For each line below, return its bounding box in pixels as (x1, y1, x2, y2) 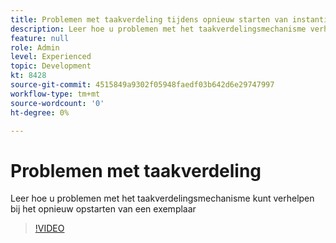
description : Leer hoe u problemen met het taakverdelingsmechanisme (10, 24, 307, 34)
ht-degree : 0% (10, 107, 70, 118)
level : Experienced (10, 52, 92, 62)
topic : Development (10, 61, 92, 71)
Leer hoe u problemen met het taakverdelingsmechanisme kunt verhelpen (10, 192, 315, 205)
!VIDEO (34, 222, 65, 235)
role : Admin (10, 42, 60, 53)
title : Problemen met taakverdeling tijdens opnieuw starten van (10, 14, 288, 25)
